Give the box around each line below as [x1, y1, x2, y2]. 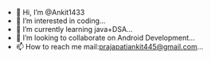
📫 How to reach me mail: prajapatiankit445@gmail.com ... [15, 42, 204, 51]
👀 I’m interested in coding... [15, 16, 106, 26]
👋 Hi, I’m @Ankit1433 [15, 8, 85, 17]
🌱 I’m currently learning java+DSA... [15, 25, 133, 33]
